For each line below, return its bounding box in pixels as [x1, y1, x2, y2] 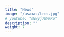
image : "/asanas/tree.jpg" [5, 12, 60, 16]
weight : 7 [5, 25, 25, 30]
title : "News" [5, 7, 34, 12]
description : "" [5, 20, 38, 25]
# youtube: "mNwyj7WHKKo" [5, 16, 57, 21]
